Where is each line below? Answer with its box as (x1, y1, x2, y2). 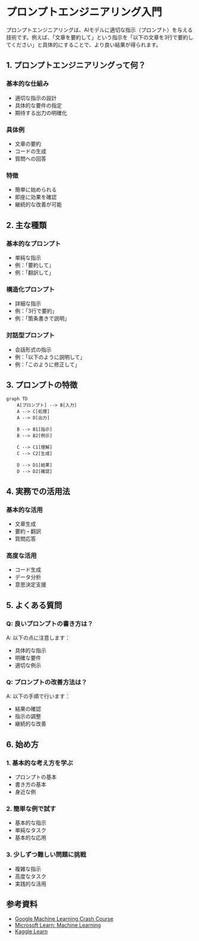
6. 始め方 (6, 739, 39, 749)
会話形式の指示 (14, 346, 52, 353)
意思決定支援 (14, 581, 46, 588)
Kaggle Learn (14, 928, 48, 935)
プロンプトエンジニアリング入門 (6, 5, 162, 19)
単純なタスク (14, 827, 46, 834)
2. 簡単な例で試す (6, 805, 56, 813)
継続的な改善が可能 (14, 201, 62, 208)
